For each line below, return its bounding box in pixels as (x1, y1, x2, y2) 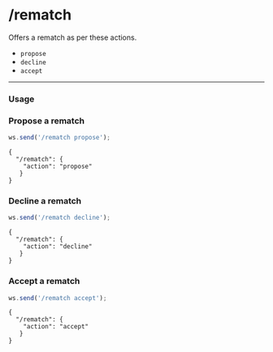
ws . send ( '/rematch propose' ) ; (8, 134, 111, 142)
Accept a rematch (8, 276, 80, 287)
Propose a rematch (8, 115, 85, 127)
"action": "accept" (23, 323, 89, 331)
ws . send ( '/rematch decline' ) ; (8, 213, 111, 222)
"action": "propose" (23, 162, 93, 171)
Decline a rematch (8, 195, 82, 206)
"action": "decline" (23, 243, 93, 251)
